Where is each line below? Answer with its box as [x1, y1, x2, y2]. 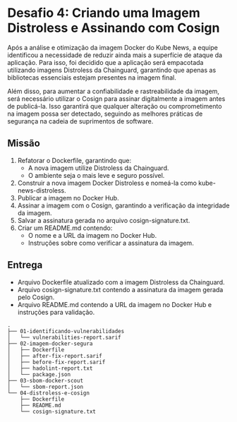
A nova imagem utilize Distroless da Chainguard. [28, 164, 169, 172]
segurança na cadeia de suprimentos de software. [7, 116, 154, 125]
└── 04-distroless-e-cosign [7, 390, 90, 397]
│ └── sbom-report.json [7, 383, 83, 390]
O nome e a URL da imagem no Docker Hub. [28, 231, 157, 239]
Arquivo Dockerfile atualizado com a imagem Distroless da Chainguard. [17, 277, 225, 287]
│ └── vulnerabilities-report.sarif [7, 334, 121, 341]
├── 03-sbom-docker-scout [7, 377, 83, 384]
